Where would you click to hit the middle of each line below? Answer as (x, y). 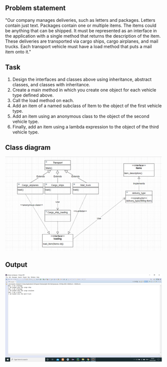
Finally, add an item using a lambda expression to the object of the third (85, 126)
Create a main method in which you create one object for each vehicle (84, 90)
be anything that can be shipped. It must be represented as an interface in (81, 31)
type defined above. (33, 95)
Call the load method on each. (43, 100)
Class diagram (28, 148)
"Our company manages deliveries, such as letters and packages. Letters (80, 20)
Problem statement (36, 8)
